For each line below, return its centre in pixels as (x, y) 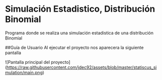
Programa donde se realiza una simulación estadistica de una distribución (79, 33)
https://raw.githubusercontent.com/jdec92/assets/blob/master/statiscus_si (82, 67)
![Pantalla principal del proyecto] (38, 62)
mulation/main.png (24, 72)
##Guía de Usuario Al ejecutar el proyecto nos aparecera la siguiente (74, 47)
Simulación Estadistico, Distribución (80, 9)
